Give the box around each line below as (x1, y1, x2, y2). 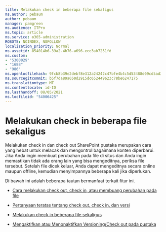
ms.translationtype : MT (5, 80, 54, 85)
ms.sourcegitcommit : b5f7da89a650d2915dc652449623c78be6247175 (5, 76, 138, 81)
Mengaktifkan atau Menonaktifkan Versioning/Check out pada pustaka (12, 221, 157, 227)
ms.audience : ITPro (5, 26, 45, 31)
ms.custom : (5, 53, 28, 58)
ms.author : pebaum (5, 12, 43, 17)
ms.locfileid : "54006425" (5, 94, 58, 99)
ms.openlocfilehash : (5, 71, 48, 76)
